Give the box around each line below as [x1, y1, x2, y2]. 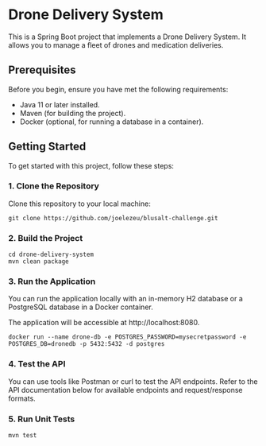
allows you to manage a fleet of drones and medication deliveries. [8, 40, 224, 49]
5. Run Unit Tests [8, 413, 75, 425]
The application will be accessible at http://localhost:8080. [8, 318, 200, 328]
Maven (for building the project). [19, 108, 126, 118]
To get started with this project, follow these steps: [8, 161, 175, 170]
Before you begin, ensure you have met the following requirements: [8, 84, 229, 94]
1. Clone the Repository [8, 180, 99, 192]
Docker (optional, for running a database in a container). [19, 117, 204, 126]
